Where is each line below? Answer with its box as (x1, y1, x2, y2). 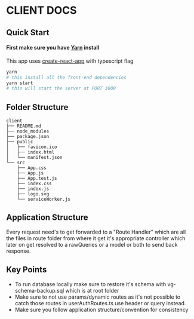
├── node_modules (6, 128, 50, 134)
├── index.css (17, 180, 52, 187)
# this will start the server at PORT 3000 (6, 85, 116, 91)
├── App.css (17, 165, 47, 171)
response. (6, 247, 31, 254)
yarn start (6, 80, 33, 86)
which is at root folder (65, 287, 119, 294)
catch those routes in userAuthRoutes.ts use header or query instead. (14, 299, 186, 306)
